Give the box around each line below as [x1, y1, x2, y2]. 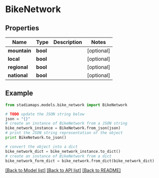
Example [5, 89, 33, 98]
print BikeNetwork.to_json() [5, 135, 67, 140]
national [8, 72, 28, 79]
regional [8, 64, 28, 70]
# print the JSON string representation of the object [5, 130, 123, 136]
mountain [8, 47, 31, 54]
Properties [5, 24, 39, 32]
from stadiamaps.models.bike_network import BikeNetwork [5, 102, 128, 107]
